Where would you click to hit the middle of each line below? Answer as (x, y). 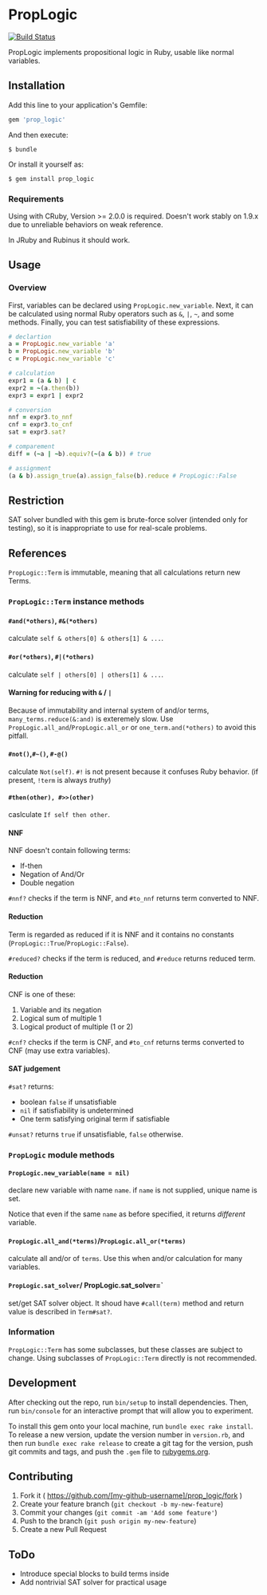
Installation (37, 86)
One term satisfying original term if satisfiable (94, 1118)
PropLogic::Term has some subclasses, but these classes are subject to (126, 1349)
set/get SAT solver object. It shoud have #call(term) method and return (126, 1303)
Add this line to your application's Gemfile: (78, 104)
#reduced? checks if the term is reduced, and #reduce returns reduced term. (132, 958)
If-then (31, 866)
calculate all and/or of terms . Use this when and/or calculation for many (126, 1259)
